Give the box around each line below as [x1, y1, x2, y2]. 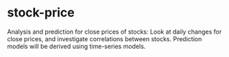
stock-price [7, 5, 75, 21]
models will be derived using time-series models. [7, 42, 146, 50]
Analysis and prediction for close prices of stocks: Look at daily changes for [7, 27, 222, 36]
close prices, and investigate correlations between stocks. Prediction [7, 34, 202, 43]
